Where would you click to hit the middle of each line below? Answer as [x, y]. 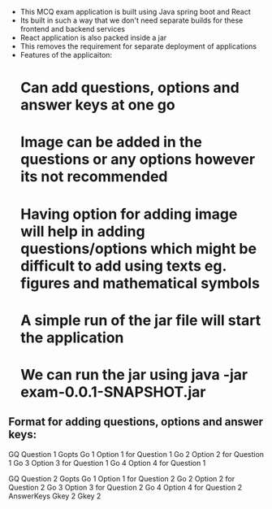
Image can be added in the [111, 142]
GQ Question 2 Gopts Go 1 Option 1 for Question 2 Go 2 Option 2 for [122, 478]
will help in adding [82, 231]
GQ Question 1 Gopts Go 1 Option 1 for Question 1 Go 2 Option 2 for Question [136, 454]
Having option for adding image [129, 214]
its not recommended [94, 177]
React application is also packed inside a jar [93, 37]
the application [72, 337]
